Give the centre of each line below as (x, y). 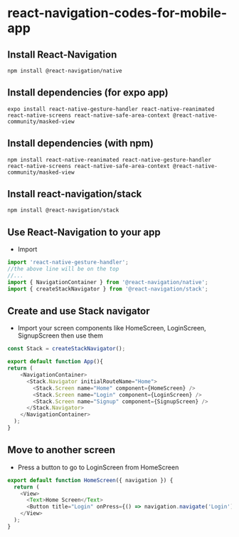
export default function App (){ (55, 362)
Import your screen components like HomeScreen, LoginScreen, (112, 328)
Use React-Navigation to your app (84, 232)
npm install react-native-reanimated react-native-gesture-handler (110, 160)
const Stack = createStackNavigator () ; (67, 349)
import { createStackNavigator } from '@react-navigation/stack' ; (108, 289)
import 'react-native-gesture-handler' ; (68, 262)
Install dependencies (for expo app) (88, 93)
